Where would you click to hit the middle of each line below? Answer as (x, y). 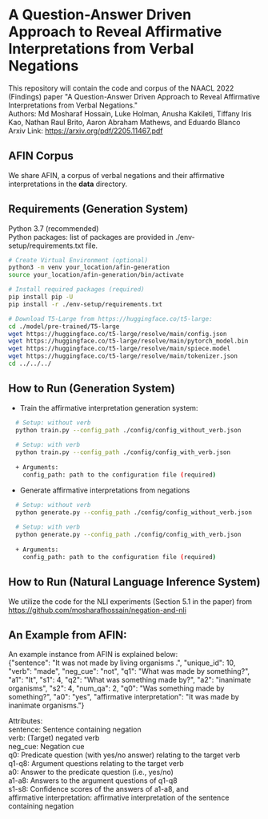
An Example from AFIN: (68, 635)
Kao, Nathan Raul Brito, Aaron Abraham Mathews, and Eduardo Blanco (124, 122)
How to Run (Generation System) (92, 389)
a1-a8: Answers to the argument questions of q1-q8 (93, 780)
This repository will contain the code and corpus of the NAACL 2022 (121, 88)
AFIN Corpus (41, 156)
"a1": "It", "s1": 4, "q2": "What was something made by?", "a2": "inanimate (130, 680)
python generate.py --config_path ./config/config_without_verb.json (134, 512)
